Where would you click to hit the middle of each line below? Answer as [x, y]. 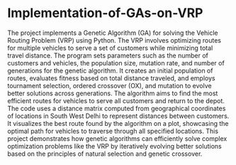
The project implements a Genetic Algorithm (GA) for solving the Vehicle [113, 33]
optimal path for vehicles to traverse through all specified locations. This [113, 131]
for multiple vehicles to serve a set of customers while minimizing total [110, 48]
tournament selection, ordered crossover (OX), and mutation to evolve [109, 85]
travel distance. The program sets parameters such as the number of [108, 55]
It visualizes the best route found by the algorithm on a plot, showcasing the [118, 123]
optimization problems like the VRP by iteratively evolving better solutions [114, 146]
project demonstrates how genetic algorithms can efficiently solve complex [117, 138]
